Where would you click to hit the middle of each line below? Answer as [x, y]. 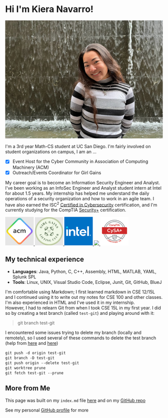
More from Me [28, 388]
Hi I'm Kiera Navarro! [49, 9]
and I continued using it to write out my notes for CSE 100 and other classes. [84, 297]
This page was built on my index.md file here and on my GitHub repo [75, 400]
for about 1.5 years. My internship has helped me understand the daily [77, 193]
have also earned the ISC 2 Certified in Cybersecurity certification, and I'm [81, 204]
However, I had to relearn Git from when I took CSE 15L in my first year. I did [83, 308]
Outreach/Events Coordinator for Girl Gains [57, 172]
